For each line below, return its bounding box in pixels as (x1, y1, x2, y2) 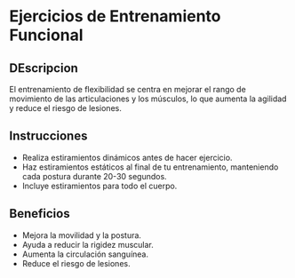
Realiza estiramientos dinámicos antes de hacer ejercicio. (21, 152, 233, 163)
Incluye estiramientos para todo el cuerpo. (21, 180, 178, 191)
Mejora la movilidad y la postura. (21, 229, 142, 241)
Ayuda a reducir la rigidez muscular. (21, 239, 154, 250)
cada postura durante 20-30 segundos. (21, 171, 167, 181)
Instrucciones (9, 129, 88, 144)
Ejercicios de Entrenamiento (9, 6, 221, 27)
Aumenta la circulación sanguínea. (21, 249, 149, 259)
